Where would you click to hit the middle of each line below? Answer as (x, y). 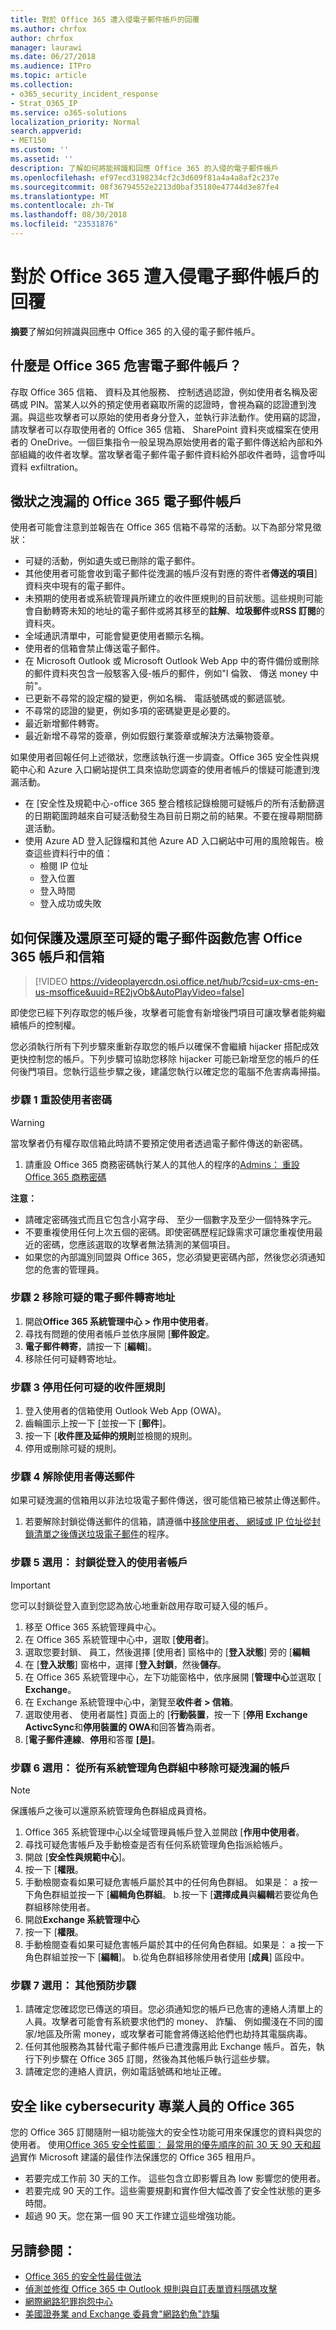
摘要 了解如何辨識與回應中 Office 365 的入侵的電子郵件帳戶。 (135, 331)
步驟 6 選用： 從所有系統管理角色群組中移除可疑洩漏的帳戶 (150, 1768)
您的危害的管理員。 (64, 1269)
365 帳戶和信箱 (57, 956)
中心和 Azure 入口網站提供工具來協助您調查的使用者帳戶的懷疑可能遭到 (165, 770)
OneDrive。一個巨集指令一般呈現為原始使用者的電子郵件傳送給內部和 (172, 442)
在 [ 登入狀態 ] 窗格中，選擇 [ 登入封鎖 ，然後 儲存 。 (125, 1664)
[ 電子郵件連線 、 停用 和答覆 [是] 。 (92, 1739)
